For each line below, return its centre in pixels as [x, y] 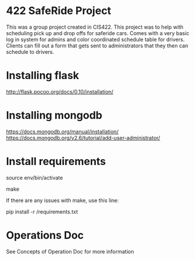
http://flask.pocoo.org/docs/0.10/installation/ [60, 91]
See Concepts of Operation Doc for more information [70, 251]
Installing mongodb [54, 116]
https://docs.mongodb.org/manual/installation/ [62, 131]
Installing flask [43, 76]
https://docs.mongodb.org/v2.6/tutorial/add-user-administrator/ [83, 138]
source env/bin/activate [35, 177]
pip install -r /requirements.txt [42, 211]
